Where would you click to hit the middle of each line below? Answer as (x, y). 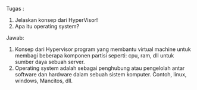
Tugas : (15, 9)
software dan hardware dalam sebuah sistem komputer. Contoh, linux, (101, 74)
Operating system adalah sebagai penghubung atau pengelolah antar (100, 68)
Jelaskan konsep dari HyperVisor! (56, 20)
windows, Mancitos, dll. (44, 81)
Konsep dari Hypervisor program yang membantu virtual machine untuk (103, 49)
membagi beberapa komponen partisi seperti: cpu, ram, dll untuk (94, 55)
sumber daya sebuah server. (50, 62)
